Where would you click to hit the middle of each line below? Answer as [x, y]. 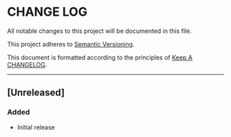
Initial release [36, 127]
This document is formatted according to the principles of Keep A [100, 57]
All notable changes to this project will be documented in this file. [100, 31]
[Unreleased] [36, 93]
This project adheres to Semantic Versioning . [71, 44]
